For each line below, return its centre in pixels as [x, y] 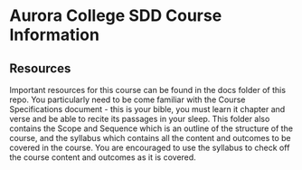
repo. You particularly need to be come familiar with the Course [127, 99]
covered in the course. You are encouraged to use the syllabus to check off [150, 147]
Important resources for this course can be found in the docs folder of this [148, 90]
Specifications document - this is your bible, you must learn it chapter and [147, 109]
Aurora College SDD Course [116, 16]
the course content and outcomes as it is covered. [103, 157]
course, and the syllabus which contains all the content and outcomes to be [150, 138]
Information [54, 35]
